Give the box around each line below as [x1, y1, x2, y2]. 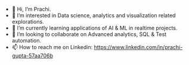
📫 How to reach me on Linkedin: [11, 44, 93, 50]
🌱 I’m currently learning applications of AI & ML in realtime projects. [11, 24, 178, 31]
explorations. [11, 18, 44, 25]
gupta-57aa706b [11, 52, 54, 59]
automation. [11, 37, 42, 44]
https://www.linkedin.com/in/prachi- [94, 44, 183, 50]
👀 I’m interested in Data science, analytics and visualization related [11, 12, 176, 19]
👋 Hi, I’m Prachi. [11, 6, 51, 12]
